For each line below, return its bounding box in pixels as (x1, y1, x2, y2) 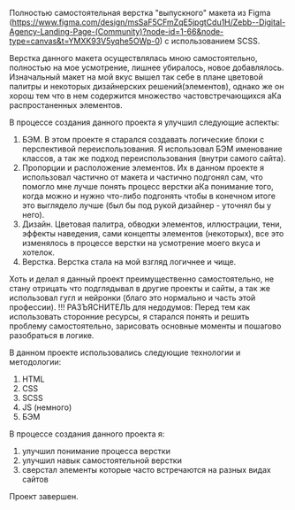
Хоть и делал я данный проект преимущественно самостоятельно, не (9, 274, 275, 284)
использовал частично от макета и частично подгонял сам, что (21, 172, 263, 182)
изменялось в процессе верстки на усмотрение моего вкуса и (21, 238, 261, 248)
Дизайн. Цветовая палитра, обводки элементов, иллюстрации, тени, (21, 219, 283, 229)
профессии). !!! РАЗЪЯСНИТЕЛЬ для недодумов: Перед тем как (9, 302, 251, 313)
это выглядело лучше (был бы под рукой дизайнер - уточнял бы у (21, 200, 272, 211)
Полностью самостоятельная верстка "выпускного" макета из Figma (9, 8, 271, 18)
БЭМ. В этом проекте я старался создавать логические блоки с (21, 135, 265, 144)
